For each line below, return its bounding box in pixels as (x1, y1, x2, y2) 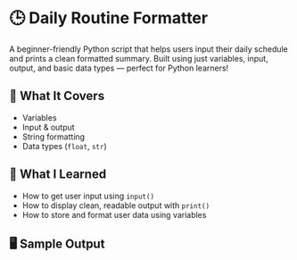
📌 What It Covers (9, 88, 105, 104)
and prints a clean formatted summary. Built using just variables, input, (9, 53, 269, 63)
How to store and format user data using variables (21, 209, 207, 220)
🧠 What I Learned (9, 167, 107, 182)
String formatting (21, 131, 86, 142)
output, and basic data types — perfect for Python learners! (9, 63, 229, 73)
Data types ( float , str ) (21, 140, 107, 151)
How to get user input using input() (21, 190, 154, 201)
